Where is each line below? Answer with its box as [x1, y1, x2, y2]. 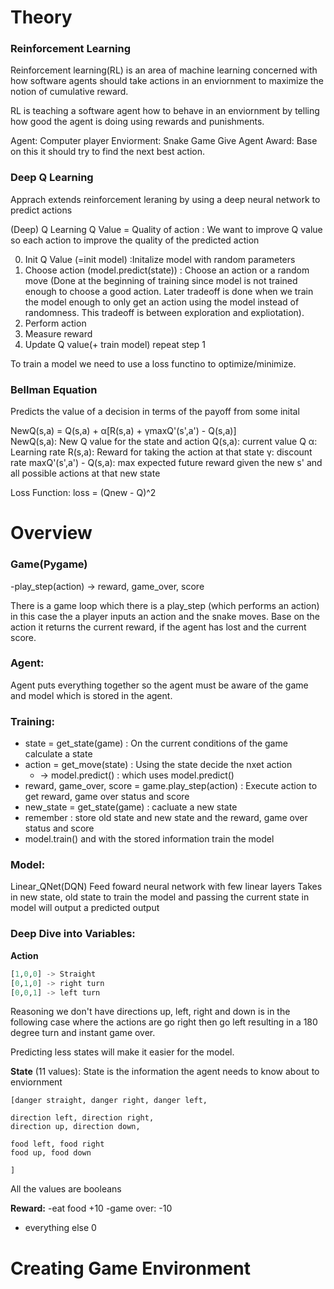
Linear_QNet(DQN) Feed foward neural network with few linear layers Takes [10, 881, 323, 893]
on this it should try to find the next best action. [10, 146, 206, 158]
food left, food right [10, 1139, 105, 1150]
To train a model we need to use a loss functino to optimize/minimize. [10, 357, 297, 370]
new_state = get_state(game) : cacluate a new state [24, 801, 238, 813]
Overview [10, 522, 93, 545]
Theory [10, 6, 73, 29]
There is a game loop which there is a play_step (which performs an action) [10, 599, 320, 611]
